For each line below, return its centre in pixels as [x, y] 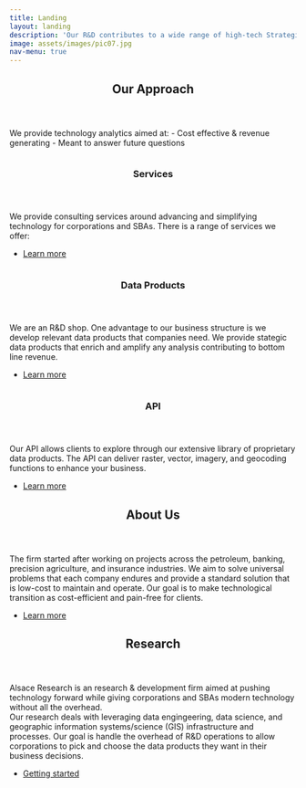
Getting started [51, 773]
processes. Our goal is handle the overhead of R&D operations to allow [143, 737]
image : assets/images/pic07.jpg [71, 43]
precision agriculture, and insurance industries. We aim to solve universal [147, 568]
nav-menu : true [38, 52]
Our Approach [153, 89]
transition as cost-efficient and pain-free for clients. [107, 597]
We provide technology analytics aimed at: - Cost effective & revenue [140, 132]
